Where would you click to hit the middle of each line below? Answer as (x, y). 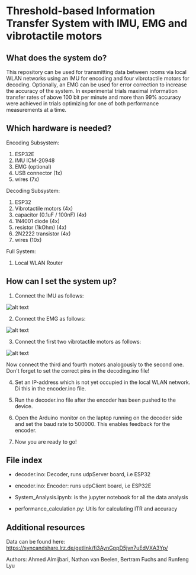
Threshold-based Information (81, 11)
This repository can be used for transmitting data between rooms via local (96, 72)
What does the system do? (57, 58)
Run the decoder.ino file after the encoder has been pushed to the (95, 400)
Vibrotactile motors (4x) (44, 208)
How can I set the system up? (62, 281)
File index (24, 461)
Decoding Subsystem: (33, 190)
